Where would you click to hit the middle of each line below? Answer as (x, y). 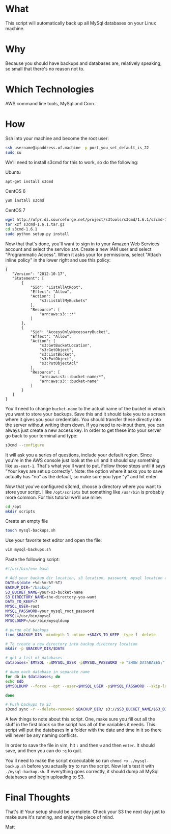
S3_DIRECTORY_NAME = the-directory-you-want (51, 597)
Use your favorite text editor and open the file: (54, 540)
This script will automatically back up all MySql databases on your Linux (81, 23)
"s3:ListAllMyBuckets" (63, 300)
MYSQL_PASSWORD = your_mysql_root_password (50, 611)
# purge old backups (27, 630)
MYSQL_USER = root (22, 607)
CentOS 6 (16, 191)
